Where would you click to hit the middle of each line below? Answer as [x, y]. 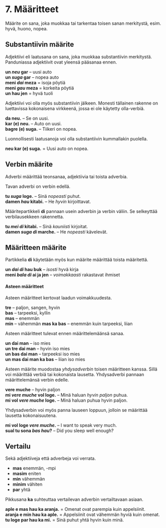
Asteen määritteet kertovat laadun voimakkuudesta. [59, 298]
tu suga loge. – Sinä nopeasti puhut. [43, 196]
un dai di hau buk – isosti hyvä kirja [42, 270]
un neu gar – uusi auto [28, 72]
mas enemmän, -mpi [34, 468]
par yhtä [21, 490]
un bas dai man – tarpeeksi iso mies [43, 354]
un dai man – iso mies [28, 343]
